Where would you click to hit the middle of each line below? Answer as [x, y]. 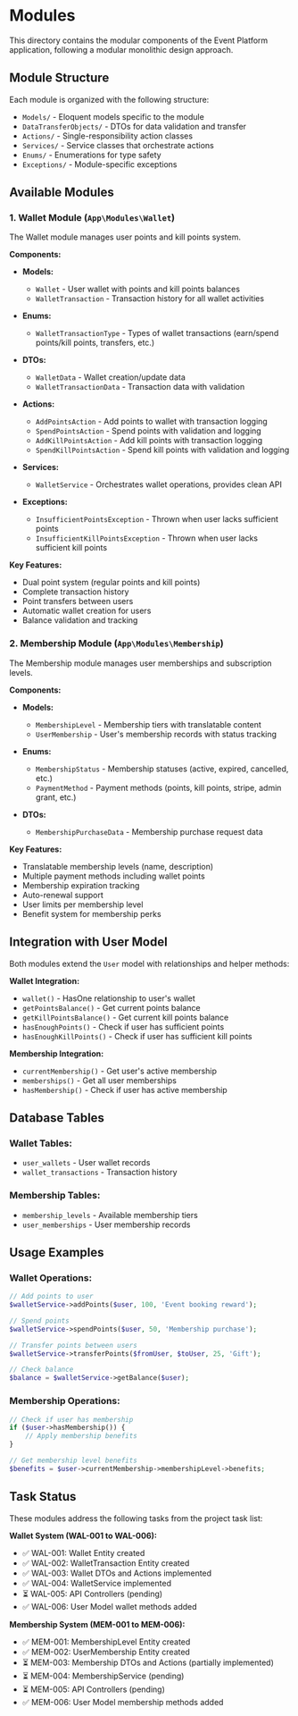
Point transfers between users [78, 601]
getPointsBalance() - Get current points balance [111, 1007]
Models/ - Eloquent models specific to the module [113, 116]
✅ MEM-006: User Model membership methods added [123, 1702]
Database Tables [57, 1118]
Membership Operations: [65, 1401]
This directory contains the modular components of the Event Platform [139, 40]
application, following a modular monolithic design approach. [121, 49]
